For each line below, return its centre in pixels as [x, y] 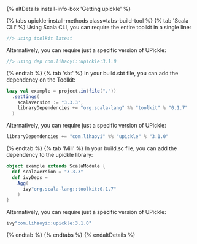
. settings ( [26, 97]
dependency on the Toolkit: [41, 80]
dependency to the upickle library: [50, 155]
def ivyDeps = [30, 177]
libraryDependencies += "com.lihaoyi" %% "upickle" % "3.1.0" [87, 137]
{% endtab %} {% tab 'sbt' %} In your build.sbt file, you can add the [92, 73]
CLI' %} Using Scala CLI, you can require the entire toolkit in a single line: [99, 27]
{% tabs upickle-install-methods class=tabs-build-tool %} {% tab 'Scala [98, 21]
